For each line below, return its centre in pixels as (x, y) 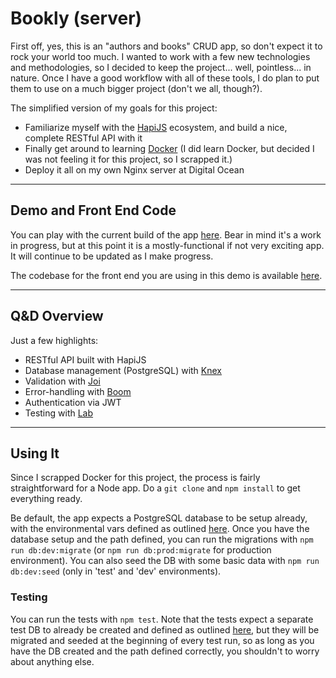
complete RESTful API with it (83, 138)
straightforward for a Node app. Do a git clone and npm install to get (155, 488)
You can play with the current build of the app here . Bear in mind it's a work (166, 234)
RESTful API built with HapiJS (85, 359)
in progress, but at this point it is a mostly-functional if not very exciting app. (167, 245)
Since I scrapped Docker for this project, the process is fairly (135, 478)
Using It (35, 453)
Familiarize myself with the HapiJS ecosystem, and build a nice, (156, 127)
